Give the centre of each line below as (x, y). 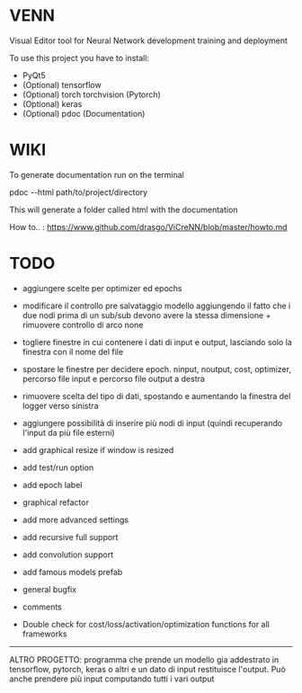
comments (42, 607)
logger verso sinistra (60, 405)
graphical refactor (56, 502)
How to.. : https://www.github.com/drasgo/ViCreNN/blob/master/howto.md (148, 227)
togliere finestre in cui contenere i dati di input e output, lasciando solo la (157, 342)
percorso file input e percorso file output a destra (113, 378)
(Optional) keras (52, 103)
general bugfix (49, 589)
